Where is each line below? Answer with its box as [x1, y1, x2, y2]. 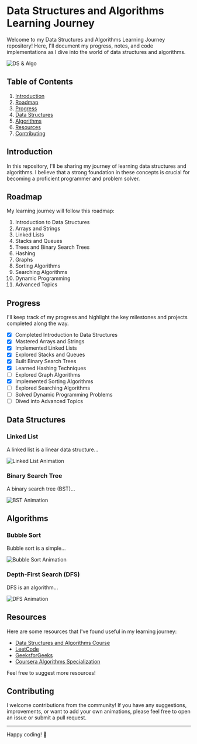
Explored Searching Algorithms [15, 384, 90, 391]
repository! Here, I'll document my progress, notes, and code [6, 42, 154, 49]
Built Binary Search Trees [15, 358, 77, 365]
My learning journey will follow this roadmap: [6, 207, 115, 215]
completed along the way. [6, 320, 69, 327]
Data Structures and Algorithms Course [15, 639, 110, 646]
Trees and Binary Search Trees [15, 244, 90, 251]
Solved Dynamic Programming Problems [15, 391, 113, 398]
